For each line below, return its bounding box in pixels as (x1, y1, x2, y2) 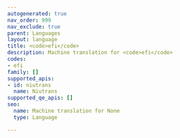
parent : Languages (7, 29, 61, 37)
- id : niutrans (7, 82, 52, 89)
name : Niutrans (13, 88, 58, 95)
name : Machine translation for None (13, 107, 120, 114)
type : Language (13, 114, 58, 121)
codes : (7, 56, 27, 63)
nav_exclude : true (7, 23, 61, 30)
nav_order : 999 (7, 17, 52, 24)
